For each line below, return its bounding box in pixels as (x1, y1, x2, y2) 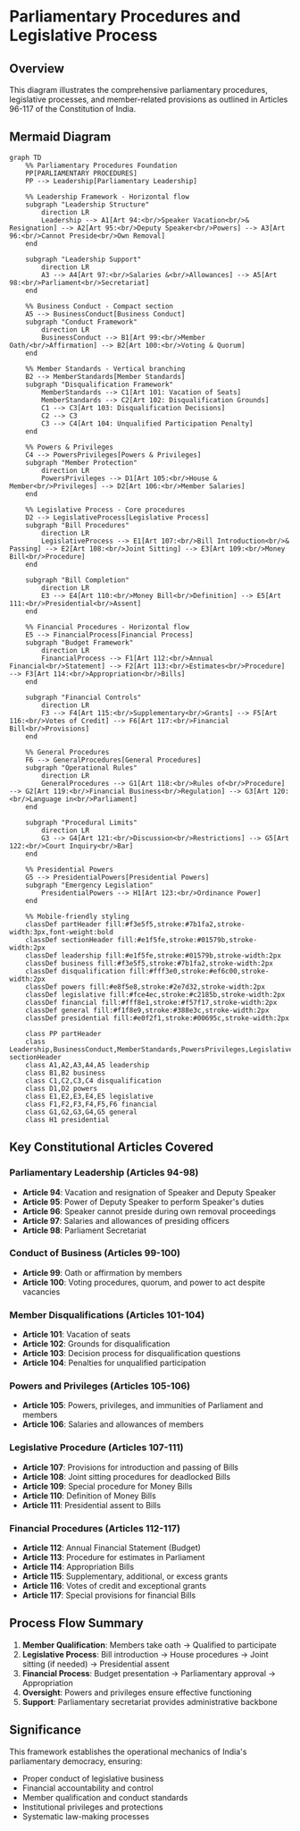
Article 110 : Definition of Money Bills (21, 1490, 156, 1501)
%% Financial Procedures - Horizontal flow (25, 622, 190, 631)
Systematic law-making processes (21, 1810, 150, 1821)
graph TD (9, 153, 42, 162)
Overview (9, 61, 65, 76)
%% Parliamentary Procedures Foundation (25, 161, 178, 170)
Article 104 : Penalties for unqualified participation (21, 1357, 207, 1369)
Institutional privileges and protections (21, 1801, 163, 1812)
